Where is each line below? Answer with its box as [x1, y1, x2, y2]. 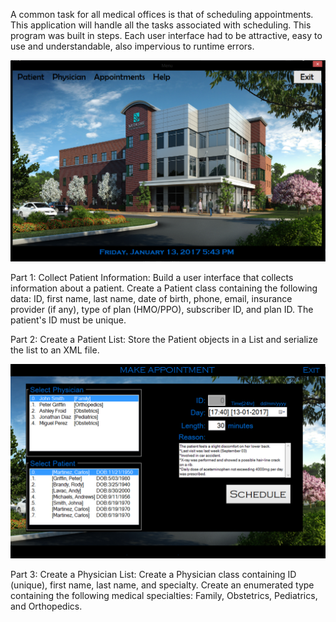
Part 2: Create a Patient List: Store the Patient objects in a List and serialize [10, 334, 318, 346]
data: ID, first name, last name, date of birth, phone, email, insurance [10, 293, 293, 305]
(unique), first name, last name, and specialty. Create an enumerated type [10, 579, 315, 591]
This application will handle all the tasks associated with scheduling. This [10, 19, 312, 31]
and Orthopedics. [10, 600, 83, 613]
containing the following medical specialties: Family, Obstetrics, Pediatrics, [10, 590, 318, 602]
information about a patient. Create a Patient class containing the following [10, 282, 318, 294]
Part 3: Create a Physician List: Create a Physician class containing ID [10, 569, 297, 581]
